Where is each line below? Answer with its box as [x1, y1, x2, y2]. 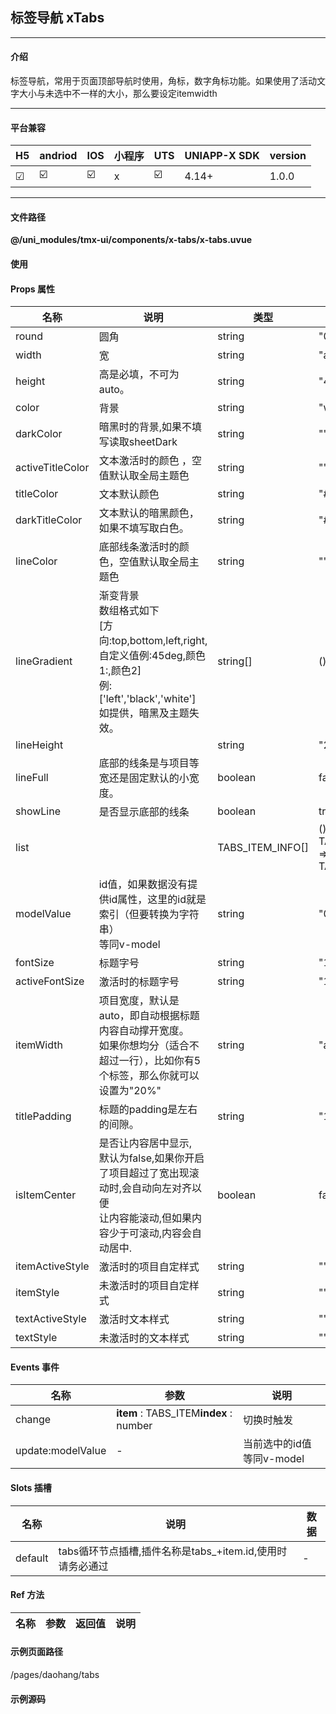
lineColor [15, 554, 58, 568]
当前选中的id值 [243, 1437, 312, 1451]
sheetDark [128, 435, 178, 449]
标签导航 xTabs [10, 9, 105, 27]
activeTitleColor [15, 461, 90, 475]
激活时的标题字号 [98, 975, 180, 989]
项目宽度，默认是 [98, 994, 180, 1008]
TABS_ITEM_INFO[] [217, 841, 309, 855]
